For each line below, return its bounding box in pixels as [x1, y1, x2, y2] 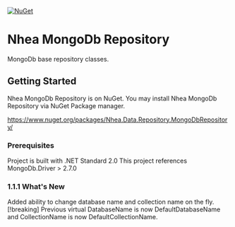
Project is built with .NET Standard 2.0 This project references [7, 156, 188, 165]
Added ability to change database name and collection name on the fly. [7, 198, 215, 206]
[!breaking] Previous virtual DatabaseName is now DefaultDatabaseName [7, 205, 221, 214]
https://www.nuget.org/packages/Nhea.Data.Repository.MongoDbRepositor [7, 115, 228, 124]
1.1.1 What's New [7, 181, 66, 191]
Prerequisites [7, 140, 54, 150]
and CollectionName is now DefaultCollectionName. [7, 213, 158, 221]
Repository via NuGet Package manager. [7, 101, 126, 110]
